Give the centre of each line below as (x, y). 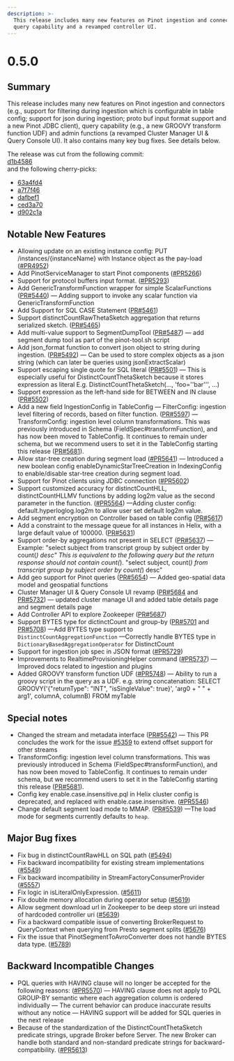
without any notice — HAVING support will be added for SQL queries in (119, 1012)
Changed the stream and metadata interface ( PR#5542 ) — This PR (113, 735)
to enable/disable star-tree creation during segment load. (100, 474)
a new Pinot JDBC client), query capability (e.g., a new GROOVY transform (114, 126)
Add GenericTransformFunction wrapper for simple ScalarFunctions (114, 288)
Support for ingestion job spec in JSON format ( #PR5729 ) (100, 652)
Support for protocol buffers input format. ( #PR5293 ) (93, 281)
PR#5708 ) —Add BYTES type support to (75, 630)
